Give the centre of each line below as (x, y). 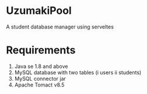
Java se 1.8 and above (41, 66)
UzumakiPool (39, 11)
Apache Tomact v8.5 (39, 85)
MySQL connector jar (40, 78)
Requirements (41, 50)
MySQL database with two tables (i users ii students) (78, 72)
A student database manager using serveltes (60, 27)
